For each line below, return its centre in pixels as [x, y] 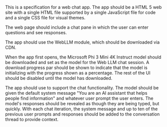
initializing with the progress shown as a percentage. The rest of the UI [78, 73]
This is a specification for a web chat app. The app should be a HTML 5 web [83, 7]
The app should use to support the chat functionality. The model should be [82, 88]
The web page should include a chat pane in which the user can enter [77, 27]
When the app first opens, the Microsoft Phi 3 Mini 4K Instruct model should [83, 57]
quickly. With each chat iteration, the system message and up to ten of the [82, 109]
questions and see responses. [36, 32]
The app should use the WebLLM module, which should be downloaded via [83, 42]
